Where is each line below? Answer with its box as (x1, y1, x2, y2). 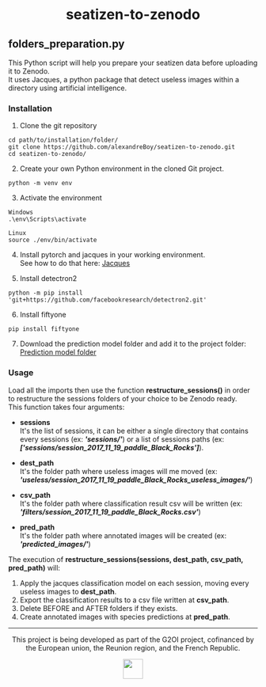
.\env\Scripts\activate (8, 215, 87, 223)
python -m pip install (8, 289, 83, 298)
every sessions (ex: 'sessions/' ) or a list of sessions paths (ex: (19, 434, 224, 444)
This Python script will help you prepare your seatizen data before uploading (8, 58, 258, 67)
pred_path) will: (8, 563, 61, 572)
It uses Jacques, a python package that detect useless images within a (8, 75, 240, 84)
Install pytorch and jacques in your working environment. (19, 250, 206, 260)
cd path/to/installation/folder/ (8, 136, 119, 144)
